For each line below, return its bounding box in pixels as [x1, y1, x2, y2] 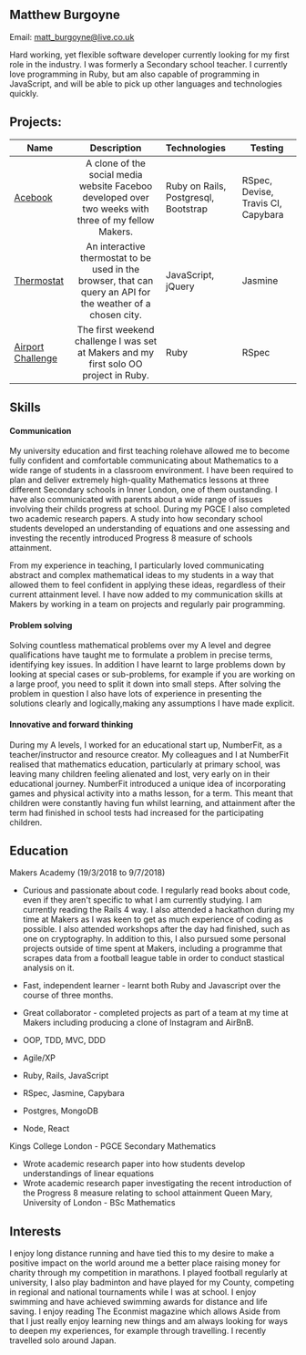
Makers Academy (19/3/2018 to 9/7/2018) [9, 867, 166, 878]
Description [89, 141, 142, 154]
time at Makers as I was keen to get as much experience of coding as [22, 914, 284, 925]
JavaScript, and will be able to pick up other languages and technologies [9, 78, 282, 89]
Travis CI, [241, 196, 282, 209]
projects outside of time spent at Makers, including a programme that [22, 943, 283, 954]
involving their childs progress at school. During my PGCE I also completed [9, 503, 291, 514]
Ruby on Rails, [165, 180, 227, 192]
